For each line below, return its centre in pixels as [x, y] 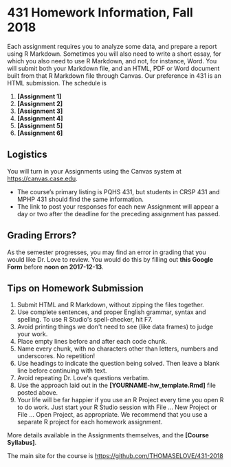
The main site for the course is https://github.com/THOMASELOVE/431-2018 [115, 456]
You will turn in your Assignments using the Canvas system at [95, 171]
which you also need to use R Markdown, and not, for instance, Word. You [112, 61]
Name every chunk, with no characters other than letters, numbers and [118, 349]
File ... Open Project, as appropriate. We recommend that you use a [112, 415]
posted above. [37, 393]
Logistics [27, 155]
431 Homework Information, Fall [100, 13]
